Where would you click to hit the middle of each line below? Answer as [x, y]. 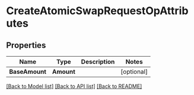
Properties [26, 45]
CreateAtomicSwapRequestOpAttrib [97, 11]
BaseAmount [28, 72]
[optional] [134, 72]
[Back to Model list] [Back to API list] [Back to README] [74, 86]
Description [98, 62]
